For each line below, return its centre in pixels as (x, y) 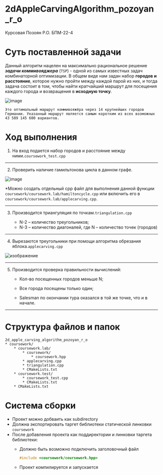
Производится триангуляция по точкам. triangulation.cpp (72, 213)
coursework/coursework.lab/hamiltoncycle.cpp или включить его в (73, 193)
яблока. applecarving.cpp (37, 246)
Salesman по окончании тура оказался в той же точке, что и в (83, 298)
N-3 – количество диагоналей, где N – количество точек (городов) (88, 227)
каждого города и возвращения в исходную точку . (59, 91)
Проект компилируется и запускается (59, 467)
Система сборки (41, 406)
